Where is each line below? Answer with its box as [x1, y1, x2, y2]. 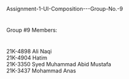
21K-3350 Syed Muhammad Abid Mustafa [6, 61, 111, 68]
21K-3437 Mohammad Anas [6, 67, 76, 75]
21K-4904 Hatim [6, 54, 48, 61]
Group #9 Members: [6, 27, 57, 34]
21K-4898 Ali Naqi [6, 48, 52, 55]
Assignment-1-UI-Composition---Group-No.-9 [6, 5, 123, 12]
